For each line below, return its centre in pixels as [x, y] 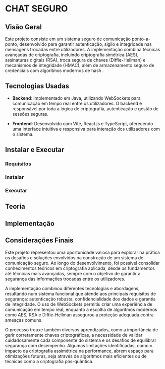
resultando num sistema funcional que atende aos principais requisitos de [81, 294]
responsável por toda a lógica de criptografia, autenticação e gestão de [85, 109]
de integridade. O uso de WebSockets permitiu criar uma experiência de [79, 304]
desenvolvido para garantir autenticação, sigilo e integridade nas [86, 44]
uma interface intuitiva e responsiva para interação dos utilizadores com [86, 129]
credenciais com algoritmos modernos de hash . [55, 71]
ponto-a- [141, 39]
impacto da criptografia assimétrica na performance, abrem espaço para [79, 351]
